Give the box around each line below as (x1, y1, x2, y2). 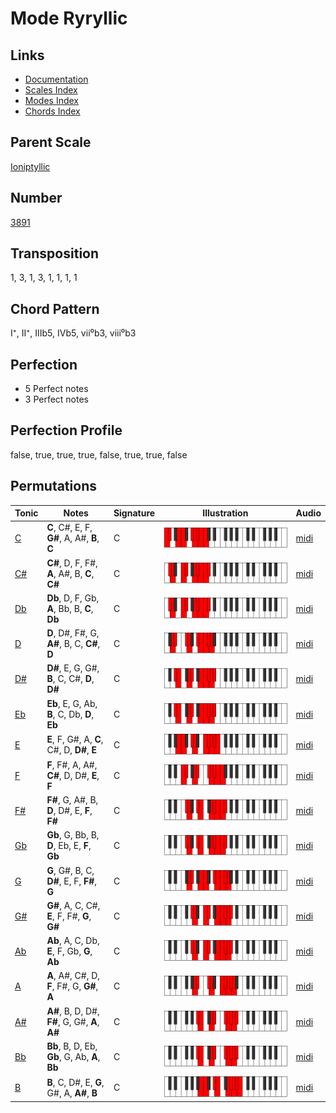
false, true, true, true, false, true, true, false (10, 448, 188, 461)
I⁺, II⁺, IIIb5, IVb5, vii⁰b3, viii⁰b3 (10, 327, 137, 339)
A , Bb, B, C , (46, 602, 94, 614)
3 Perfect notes (24, 393, 90, 406)
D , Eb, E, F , (46, 840, 92, 852)
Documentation (24, 73, 89, 85)
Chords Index (24, 105, 81, 117)
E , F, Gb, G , (46, 945, 93, 957)
